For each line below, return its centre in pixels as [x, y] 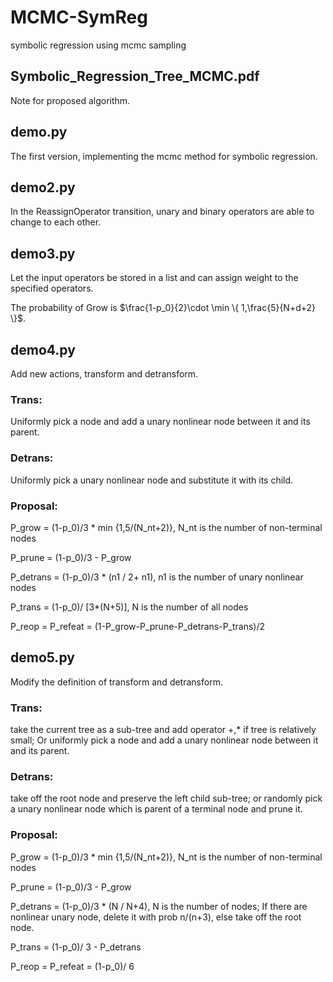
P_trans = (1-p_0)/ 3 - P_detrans [76, 947]
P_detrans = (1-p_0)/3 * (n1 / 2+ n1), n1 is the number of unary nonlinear [157, 577]
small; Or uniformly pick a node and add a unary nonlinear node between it [164, 740]
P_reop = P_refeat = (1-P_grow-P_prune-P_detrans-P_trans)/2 [138, 626]
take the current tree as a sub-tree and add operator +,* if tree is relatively [163, 729]
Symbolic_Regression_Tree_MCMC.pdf [135, 76]
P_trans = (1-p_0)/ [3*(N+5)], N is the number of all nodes [129, 607]
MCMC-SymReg [79, 17]
